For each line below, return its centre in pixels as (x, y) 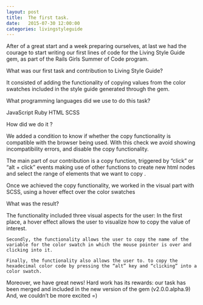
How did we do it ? (29, 125)
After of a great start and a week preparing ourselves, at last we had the (96, 46)
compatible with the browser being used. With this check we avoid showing (101, 143)
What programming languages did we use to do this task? (78, 101)
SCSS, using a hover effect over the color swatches (71, 192)
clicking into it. (29, 250)
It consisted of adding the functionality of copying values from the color (96, 83)
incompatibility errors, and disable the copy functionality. (77, 149)
